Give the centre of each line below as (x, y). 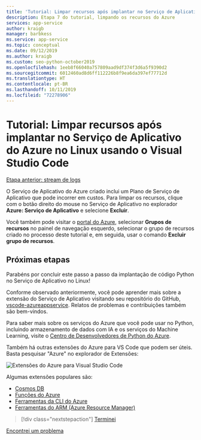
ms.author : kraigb (29, 56)
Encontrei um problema (35, 430)
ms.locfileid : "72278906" (38, 95)
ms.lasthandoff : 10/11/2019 (41, 90)
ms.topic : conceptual (33, 45)
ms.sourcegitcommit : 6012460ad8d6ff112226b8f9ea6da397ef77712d (87, 73)
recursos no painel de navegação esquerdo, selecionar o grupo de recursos (100, 228)
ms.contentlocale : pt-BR (37, 84)
